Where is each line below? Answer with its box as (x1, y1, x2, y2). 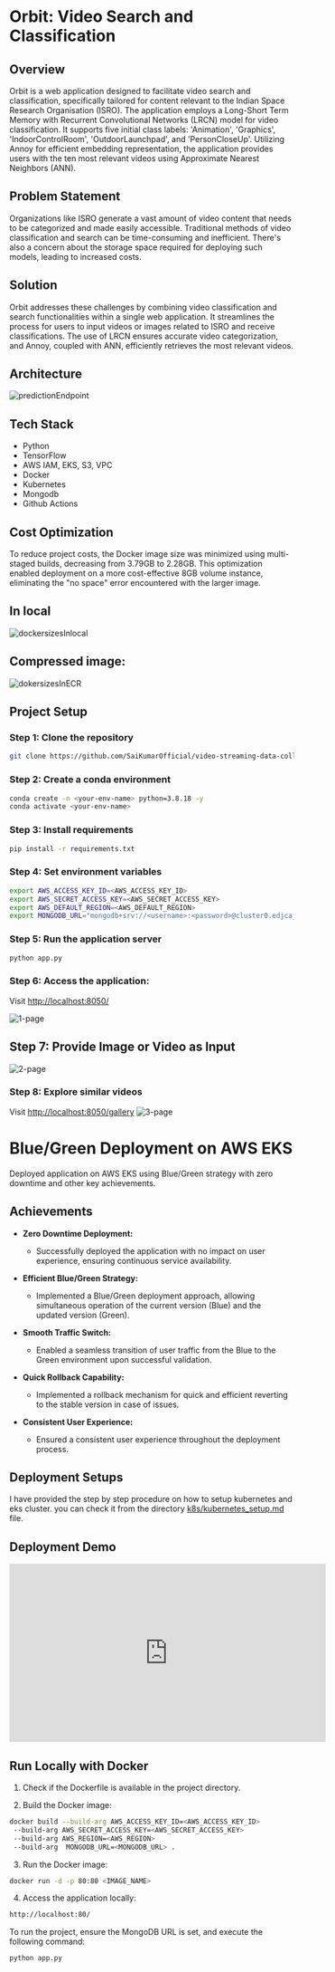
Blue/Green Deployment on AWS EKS (9, 1138, 293, 1159)
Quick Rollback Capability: (22, 1372, 125, 1383)
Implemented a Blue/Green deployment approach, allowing (35, 1290, 256, 1301)
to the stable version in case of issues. (35, 1399, 180, 1410)
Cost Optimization (9, 524, 115, 540)
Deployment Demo (9, 1539, 116, 1555)
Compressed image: (9, 654, 126, 669)
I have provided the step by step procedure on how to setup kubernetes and (9, 1494, 293, 1505)
